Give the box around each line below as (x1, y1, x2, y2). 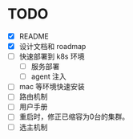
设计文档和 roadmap (18, 42, 87, 51)
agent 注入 (30, 72, 66, 81)
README (18, 31, 50, 41)
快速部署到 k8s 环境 (18, 51, 85, 61)
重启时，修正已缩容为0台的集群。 (18, 112, 130, 121)
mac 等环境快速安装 (18, 82, 85, 92)
